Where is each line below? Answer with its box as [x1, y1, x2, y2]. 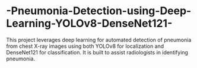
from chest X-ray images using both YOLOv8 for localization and [6, 43, 164, 50]
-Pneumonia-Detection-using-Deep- [6, 4, 192, 18]
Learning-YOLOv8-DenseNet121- [6, 17, 173, 30]
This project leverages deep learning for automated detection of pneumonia [6, 36, 192, 43]
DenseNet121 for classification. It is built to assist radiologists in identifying [6, 48, 189, 56]
